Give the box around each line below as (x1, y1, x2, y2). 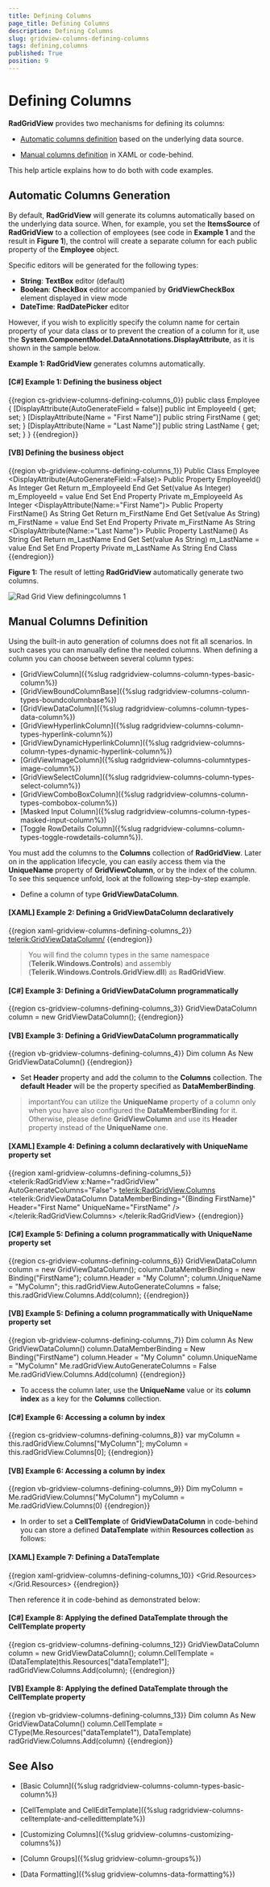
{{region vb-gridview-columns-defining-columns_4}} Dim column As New (8, 1049, 254, 1058)
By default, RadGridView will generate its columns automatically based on (8, 210, 255, 220)
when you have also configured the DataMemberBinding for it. (27, 1106, 238, 1116)
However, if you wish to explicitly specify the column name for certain (8, 317, 240, 327)
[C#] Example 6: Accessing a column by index (8, 1412, 165, 1422)
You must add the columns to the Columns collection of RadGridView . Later (8, 847, 262, 857)
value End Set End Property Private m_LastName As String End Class (8, 543, 238, 553)
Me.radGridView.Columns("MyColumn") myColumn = (8, 1492, 185, 1502)
